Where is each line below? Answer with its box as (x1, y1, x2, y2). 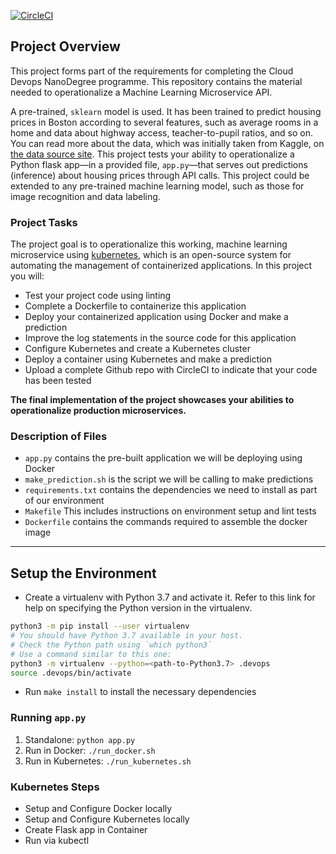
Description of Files (10, 430, 108, 444)
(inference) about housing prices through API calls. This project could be (10, 169, 310, 181)
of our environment (24, 495, 105, 507)
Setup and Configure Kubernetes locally (24, 813, 190, 825)
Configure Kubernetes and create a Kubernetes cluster (24, 343, 251, 355)
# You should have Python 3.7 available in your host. (10, 631, 244, 641)
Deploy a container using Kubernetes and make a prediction (24, 353, 273, 365)
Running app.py (10, 711, 87, 725)
